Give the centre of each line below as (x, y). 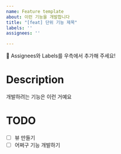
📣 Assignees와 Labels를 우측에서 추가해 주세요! (61, 56)
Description (35, 80)
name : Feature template (35, 11)
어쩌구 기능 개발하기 (37, 145)
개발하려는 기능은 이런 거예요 (39, 97)
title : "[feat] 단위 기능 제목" (42, 22)
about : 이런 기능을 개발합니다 (38, 17)
